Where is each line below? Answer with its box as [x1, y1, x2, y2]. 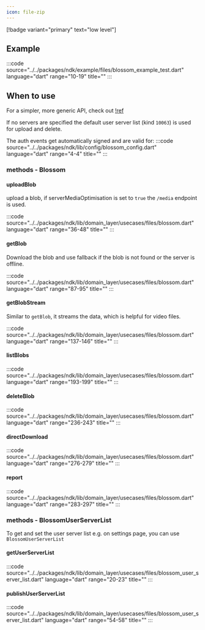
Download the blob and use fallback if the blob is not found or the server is [6, 253, 195, 261]
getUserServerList [6, 549, 54, 556]
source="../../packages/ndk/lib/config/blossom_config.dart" [6, 144, 157, 151]
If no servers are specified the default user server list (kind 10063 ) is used [6, 119, 192, 126]
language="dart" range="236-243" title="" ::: [6, 419, 121, 426]
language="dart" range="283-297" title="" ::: [6, 501, 121, 508]
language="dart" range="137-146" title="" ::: [6, 337, 119, 345]
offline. [6, 260, 24, 267]
